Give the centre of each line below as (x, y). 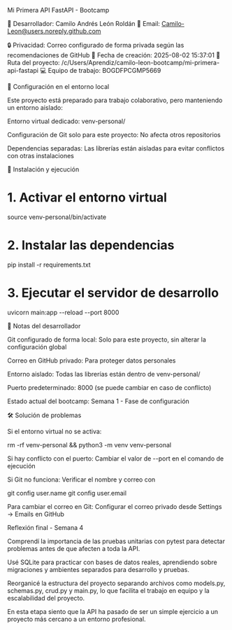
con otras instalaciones (41, 156)
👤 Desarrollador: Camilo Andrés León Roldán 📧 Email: (84, 23)
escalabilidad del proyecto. (46, 598)
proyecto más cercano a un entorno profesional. (77, 619)
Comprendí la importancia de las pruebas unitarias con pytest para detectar (116, 541)
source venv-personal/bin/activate (57, 217)
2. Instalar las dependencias (91, 245)
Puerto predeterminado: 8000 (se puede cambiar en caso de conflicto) (109, 387)
